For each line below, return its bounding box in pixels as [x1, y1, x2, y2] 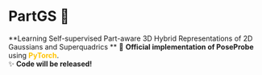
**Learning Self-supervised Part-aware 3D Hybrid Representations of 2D [8, 34, 253, 43]
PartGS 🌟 [8, 7, 70, 26]
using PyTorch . [8, 50, 60, 60]
